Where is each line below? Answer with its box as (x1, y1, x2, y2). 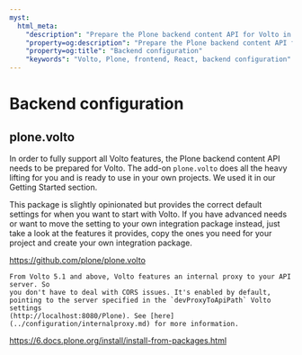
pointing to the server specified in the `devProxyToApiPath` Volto (9, 296, 271, 305)
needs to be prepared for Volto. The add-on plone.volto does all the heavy (9, 163, 288, 173)
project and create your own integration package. (9, 237, 193, 248)
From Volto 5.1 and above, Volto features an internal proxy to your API (9, 272, 292, 281)
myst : (9, 13, 30, 22)
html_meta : (17, 22, 58, 31)
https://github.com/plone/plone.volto (9, 255, 147, 265)
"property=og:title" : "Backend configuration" (25, 47, 203, 56)
